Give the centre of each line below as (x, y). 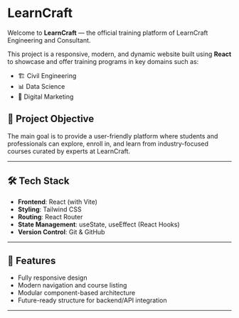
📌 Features (32, 261)
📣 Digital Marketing (46, 97)
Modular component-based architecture (76, 293)
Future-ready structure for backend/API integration (92, 300)
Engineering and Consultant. (49, 40)
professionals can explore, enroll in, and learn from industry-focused (108, 143)
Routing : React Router (50, 216)
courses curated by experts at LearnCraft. (69, 151)
